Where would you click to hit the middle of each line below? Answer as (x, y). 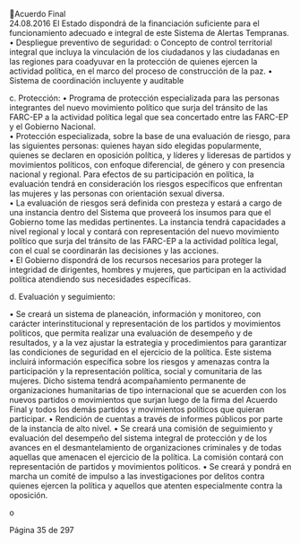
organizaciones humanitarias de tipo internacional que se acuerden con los (148, 390)
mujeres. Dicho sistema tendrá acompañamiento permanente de (128, 381)
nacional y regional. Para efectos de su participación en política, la (132, 174)
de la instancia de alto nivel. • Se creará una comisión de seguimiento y (141, 428)
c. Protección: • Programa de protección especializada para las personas (145, 98)
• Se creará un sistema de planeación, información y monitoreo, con (135, 314)
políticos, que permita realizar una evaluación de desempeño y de (131, 333)
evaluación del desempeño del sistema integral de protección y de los (138, 438)
